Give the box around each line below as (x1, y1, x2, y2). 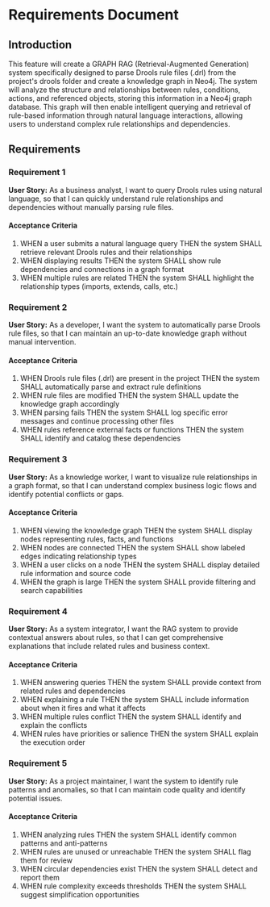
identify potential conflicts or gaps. (8, 489, 124, 499)
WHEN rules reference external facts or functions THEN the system (19, 425, 244, 435)
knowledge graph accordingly (19, 399, 120, 409)
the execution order (19, 738, 86, 747)
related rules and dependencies (19, 686, 127, 696)
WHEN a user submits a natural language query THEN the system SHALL (19, 238, 263, 248)
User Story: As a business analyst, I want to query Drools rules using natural (8, 185, 263, 194)
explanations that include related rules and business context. (8, 642, 210, 651)
